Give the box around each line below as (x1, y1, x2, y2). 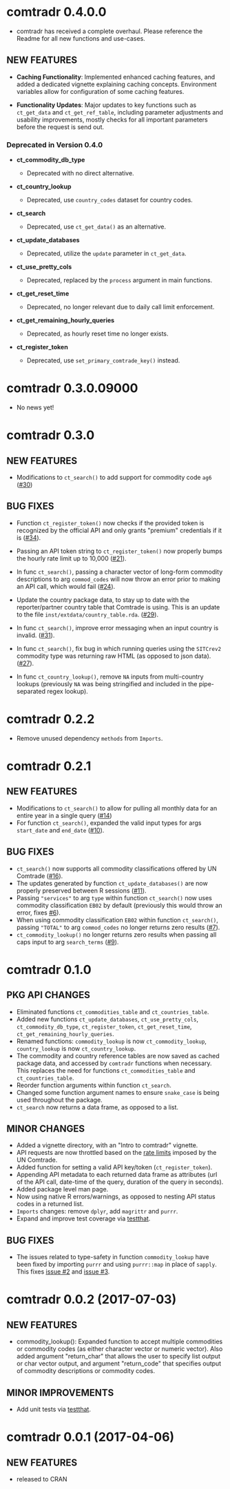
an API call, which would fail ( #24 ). (16, 582, 116, 590)
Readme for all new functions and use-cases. (16, 34, 145, 42)
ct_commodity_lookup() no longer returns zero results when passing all (16, 930, 217, 939)
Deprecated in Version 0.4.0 (6, 139, 103, 149)
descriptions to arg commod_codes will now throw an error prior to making (16, 574, 221, 583)
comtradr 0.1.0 (6, 962, 92, 977)
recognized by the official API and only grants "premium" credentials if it (16, 526, 222, 534)
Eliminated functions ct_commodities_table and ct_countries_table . (16, 1007, 209, 1015)
